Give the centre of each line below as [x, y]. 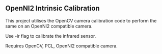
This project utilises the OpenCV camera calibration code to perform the [81, 20]
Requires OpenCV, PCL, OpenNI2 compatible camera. [62, 46]
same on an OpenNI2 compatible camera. [49, 26]
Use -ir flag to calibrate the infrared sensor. [51, 36]
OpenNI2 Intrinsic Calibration [53, 8]
